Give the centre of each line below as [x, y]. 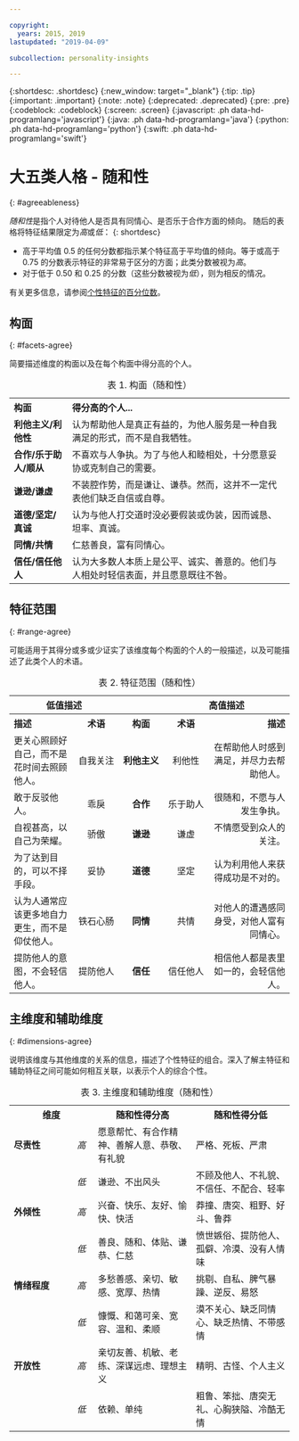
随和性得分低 [240, 1115]
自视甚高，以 [41, 828]
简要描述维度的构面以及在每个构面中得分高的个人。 [103, 363]
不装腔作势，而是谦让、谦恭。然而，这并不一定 [170, 485]
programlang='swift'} [48, 138]
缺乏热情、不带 [245, 1322]
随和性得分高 [142, 1115]
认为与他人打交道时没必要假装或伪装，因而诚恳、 [174, 515]
